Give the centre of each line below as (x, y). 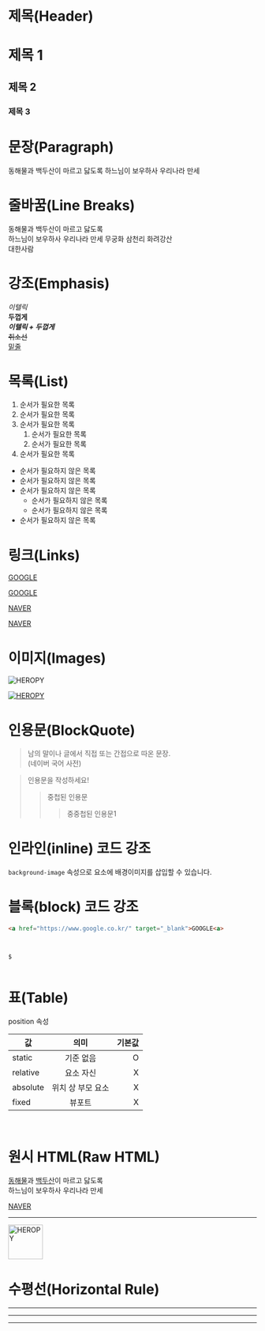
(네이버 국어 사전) (54, 763)
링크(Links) (44, 555)
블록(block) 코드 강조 (74, 907)
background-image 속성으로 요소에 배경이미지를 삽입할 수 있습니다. (110, 872)
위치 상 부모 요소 (80, 1087)
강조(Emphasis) (59, 284)
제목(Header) (51, 16)
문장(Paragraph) (61, 147)
